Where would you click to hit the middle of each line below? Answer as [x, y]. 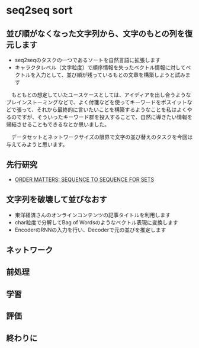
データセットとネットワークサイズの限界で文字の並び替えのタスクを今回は [102, 137]
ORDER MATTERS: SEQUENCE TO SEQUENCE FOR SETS [84, 179]
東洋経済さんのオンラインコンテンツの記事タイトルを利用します [92, 215]
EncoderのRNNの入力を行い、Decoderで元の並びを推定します [90, 230]
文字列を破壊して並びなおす [57, 200]
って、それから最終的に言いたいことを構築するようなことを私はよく [105, 109]
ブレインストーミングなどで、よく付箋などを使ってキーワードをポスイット [97, 102]
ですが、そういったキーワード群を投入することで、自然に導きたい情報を [104, 117]
